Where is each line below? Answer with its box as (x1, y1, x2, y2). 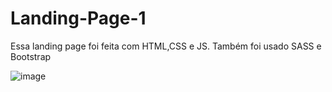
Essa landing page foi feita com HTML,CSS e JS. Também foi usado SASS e (10, 40, 322, 52)
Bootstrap (10, 50, 52, 62)
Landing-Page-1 (10, 7, 147, 30)
